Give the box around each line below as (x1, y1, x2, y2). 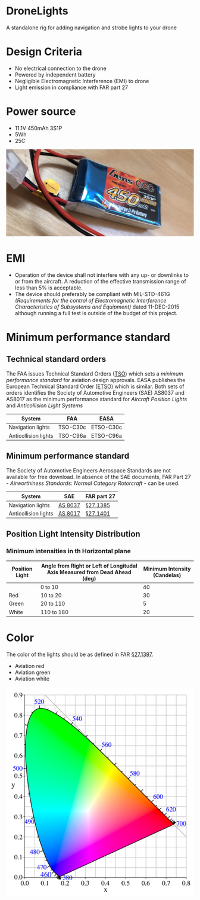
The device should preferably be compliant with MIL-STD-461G (14, 290, 170, 297)
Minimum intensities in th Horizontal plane (6, 547, 131, 555)
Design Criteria (6, 45, 82, 59)
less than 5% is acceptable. (14, 284, 83, 291)
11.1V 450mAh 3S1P (14, 124, 62, 132)
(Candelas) (152, 572, 182, 579)
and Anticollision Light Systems (6, 402, 83, 409)
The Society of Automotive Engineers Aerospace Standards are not (6, 466, 171, 474)
